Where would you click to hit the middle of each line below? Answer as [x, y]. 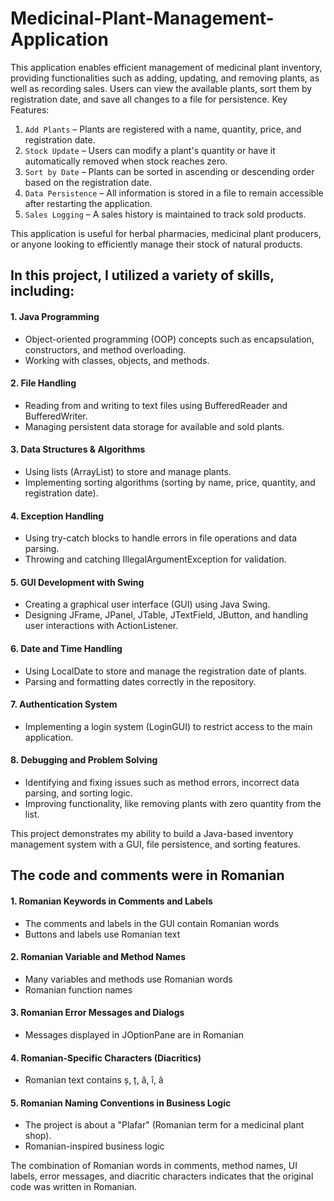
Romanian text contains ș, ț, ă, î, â [94, 1080]
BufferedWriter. [56, 416]
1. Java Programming [55, 316]
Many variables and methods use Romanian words [128, 979]
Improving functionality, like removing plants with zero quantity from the [173, 803]
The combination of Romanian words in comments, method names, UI [154, 1166]
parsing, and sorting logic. [78, 793]
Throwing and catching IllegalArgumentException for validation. [155, 559]
